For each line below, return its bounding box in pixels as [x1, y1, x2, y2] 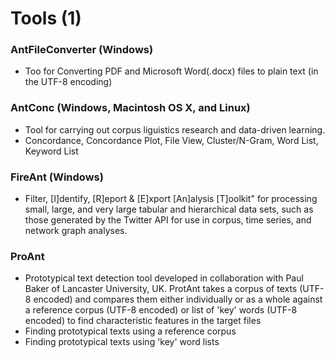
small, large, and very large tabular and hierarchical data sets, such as [24, 203, 314, 216]
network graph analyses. [24, 225, 128, 237]
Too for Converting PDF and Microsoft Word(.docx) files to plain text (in [24, 65, 319, 77]
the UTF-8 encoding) [24, 76, 113, 88]
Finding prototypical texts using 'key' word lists [24, 336, 220, 348]
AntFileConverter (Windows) [10, 43, 154, 57]
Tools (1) [10, 7, 82, 30]
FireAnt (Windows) [10, 170, 104, 184]
